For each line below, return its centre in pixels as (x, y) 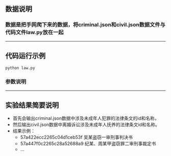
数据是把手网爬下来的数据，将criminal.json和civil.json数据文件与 (85, 25)
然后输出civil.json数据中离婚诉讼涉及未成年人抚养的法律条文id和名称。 (86, 125)
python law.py (20, 68)
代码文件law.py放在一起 (34, 32)
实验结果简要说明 (32, 105)
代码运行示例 (25, 56)
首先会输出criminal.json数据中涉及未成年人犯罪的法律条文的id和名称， (86, 119)
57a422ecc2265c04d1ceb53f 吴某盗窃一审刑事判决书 (77, 137)
